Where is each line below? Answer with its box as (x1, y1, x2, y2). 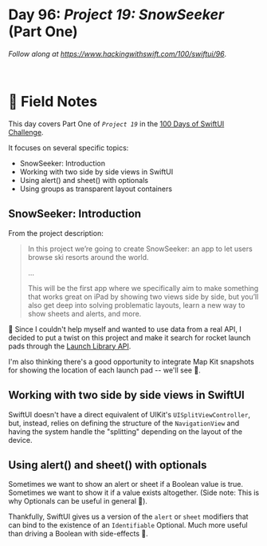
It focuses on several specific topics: (8, 142, 129, 153)
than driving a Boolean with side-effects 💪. (8, 529, 149, 539)
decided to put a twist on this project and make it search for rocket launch (8, 333, 251, 342)
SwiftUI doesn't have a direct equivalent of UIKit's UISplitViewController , (8, 409, 251, 419)
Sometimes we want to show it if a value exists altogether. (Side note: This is (8, 488, 260, 497)
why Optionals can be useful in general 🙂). (8, 496, 147, 506)
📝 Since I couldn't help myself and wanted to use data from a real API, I (8, 324, 241, 333)
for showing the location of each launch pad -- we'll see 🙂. (8, 365, 201, 375)
